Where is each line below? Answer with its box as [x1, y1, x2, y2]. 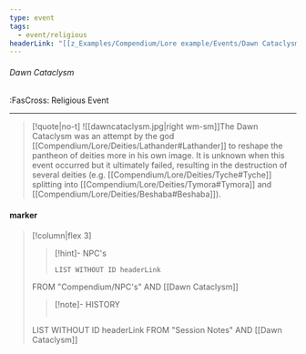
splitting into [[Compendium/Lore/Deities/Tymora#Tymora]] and [31, 179, 272, 190]
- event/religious [17, 30, 88, 39]
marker [9, 210, 38, 221]
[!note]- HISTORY [54, 298, 121, 309]
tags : [9, 22, 30, 31]
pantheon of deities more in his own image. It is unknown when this [31, 150, 285, 161]
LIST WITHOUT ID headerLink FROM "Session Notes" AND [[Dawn [31, 324, 282, 335]
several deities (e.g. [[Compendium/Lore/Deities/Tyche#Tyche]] [31, 169, 272, 180]
